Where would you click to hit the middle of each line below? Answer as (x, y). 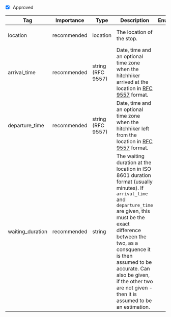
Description (135, 20)
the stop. (127, 39)
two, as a (127, 243)
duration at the (134, 163)
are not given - (134, 288)
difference (129, 231)
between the (131, 237)
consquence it (134, 250)
